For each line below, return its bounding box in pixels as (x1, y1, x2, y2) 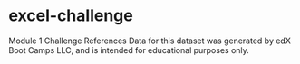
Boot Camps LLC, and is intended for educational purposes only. (8, 44, 250, 55)
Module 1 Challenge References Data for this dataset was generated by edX (8, 35, 291, 46)
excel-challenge (8, 5, 133, 26)
